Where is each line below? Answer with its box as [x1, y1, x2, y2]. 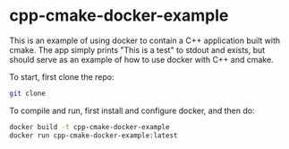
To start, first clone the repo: [9, 71, 115, 82]
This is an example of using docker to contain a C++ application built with [9, 35, 281, 46]
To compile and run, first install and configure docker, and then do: [9, 105, 255, 116]
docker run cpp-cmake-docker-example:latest [9, 131, 178, 140]
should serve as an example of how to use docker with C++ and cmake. [9, 54, 275, 65]
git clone [9, 89, 47, 98]
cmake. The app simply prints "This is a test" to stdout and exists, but [9, 44, 266, 55]
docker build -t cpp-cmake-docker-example [9, 122, 170, 131]
